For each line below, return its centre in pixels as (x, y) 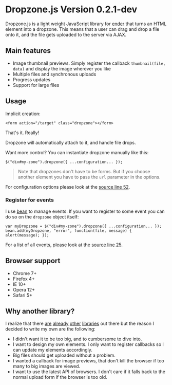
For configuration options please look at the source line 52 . (68, 187)
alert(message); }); (27, 235)
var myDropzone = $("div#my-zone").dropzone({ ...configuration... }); (83, 226)
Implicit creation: (23, 114)
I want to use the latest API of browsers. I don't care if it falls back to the (89, 372)
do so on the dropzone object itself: (42, 216)
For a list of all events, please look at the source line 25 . (64, 245)
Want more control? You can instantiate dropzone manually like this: (77, 152)
